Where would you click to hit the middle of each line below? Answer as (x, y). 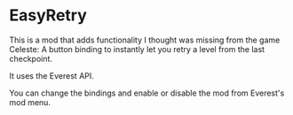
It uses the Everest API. (52, 75)
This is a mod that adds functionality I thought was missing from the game (145, 40)
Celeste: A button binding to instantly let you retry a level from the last (137, 49)
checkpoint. (31, 58)
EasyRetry (48, 15)
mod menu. (30, 102)
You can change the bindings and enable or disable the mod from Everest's (147, 93)
